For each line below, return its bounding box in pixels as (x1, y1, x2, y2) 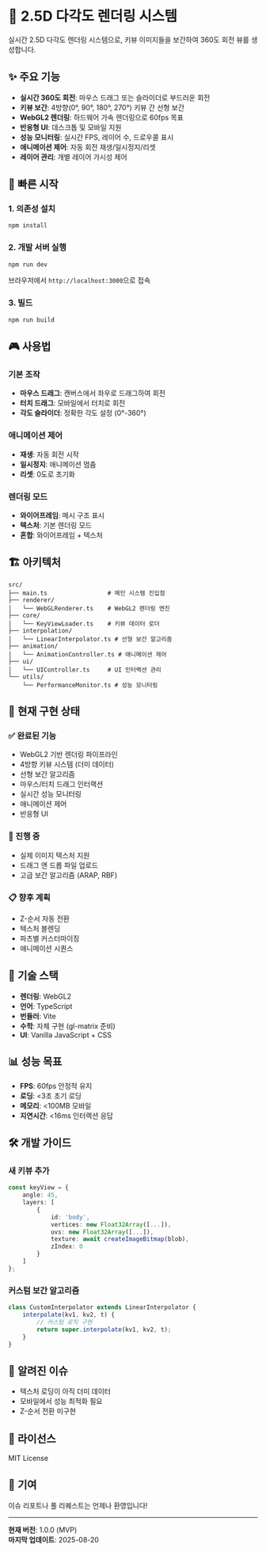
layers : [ (22, 1199, 55, 1207)
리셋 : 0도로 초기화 (19, 469, 75, 479)
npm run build (8, 316, 55, 324)
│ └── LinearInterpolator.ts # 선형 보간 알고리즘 (8, 635, 173, 643)
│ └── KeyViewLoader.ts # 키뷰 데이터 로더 (8, 619, 160, 628)
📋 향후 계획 (8, 892, 51, 903)
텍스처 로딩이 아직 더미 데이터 (19, 1387, 111, 1396)
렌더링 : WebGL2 (19, 991, 72, 1001)
